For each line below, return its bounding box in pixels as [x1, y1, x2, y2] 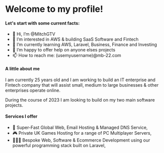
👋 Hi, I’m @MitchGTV [12, 31, 56, 37]
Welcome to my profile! [5, 3, 103, 15]
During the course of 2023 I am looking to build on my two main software [5, 97, 155, 102]
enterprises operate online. [5, 87, 61, 93]
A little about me [5, 65, 40, 71]
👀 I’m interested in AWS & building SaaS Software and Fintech [12, 36, 139, 43]
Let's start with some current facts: [5, 20, 80, 26]
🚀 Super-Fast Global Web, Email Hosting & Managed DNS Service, [12, 124, 148, 130]
